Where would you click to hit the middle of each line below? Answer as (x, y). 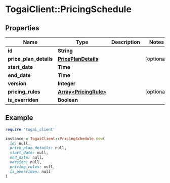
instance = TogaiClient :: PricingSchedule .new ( (55, 139)
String (65, 51)
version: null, (26, 162)
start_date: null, (29, 153)
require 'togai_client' (30, 129)
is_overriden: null (30, 171)
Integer (67, 83)
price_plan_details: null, (38, 148)
